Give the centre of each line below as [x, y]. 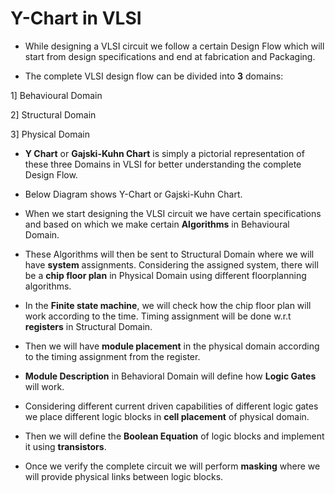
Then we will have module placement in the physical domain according [172, 346]
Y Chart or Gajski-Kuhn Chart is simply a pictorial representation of [164, 153]
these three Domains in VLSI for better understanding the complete [163, 164]
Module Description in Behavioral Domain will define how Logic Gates [170, 376]
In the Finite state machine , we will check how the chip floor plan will [168, 305]
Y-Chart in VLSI [76, 18]
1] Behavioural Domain [56, 95]
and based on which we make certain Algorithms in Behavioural [157, 224]
